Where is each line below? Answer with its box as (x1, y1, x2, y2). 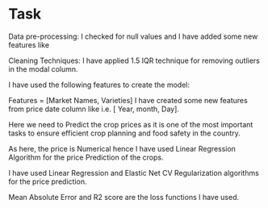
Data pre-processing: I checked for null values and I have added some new (8, 31, 258, 41)
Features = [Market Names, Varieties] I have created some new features (8, 95, 248, 105)
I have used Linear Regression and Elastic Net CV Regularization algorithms (8, 168, 260, 177)
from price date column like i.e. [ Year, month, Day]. (8, 104, 180, 114)
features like (8, 40, 50, 49)
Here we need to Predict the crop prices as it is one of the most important (8, 119, 253, 129)
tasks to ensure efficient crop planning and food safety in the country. (8, 128, 241, 138)
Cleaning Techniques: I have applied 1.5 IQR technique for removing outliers (8, 56, 260, 65)
